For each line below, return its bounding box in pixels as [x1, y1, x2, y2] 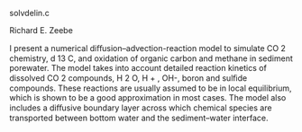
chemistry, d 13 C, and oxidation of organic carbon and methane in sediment [9, 53, 293, 64]
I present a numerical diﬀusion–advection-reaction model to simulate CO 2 [9, 43, 287, 53]
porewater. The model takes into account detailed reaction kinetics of [9, 63, 268, 73]
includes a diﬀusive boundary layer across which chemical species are [9, 102, 272, 113]
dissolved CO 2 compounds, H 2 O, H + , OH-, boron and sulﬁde [9, 73, 248, 84]
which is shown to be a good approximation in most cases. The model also [9, 92, 287, 102]
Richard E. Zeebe [9, 25, 74, 35]
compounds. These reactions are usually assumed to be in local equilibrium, [9, 83, 292, 93]
